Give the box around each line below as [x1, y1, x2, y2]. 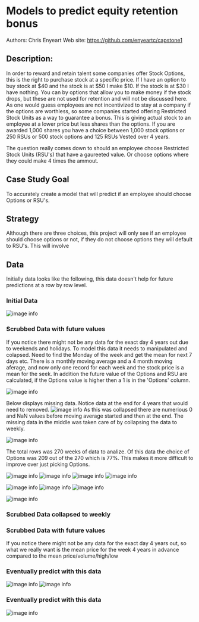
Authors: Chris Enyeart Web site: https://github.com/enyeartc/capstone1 [6, 36, 183, 43]
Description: [6, 54, 53, 64]
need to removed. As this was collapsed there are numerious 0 [6, 406, 193, 413]
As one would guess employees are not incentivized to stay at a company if [6, 101, 191, 108]
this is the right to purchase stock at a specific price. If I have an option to [6, 76, 186, 83]
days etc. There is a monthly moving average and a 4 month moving [6, 357, 173, 365]
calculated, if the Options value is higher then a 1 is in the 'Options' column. [6, 377, 191, 384]
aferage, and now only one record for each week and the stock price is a [6, 363, 184, 371]
